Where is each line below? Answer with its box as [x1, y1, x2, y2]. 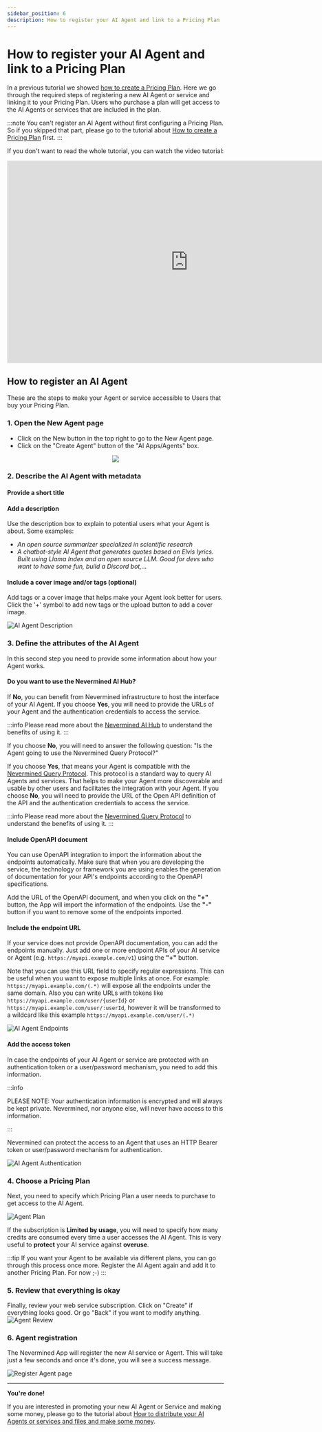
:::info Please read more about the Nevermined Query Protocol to [7, 811, 191, 820]
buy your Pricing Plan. [7, 401, 70, 410]
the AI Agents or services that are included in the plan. [7, 105, 162, 114]
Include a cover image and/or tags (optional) [7, 578, 137, 586]
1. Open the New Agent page [7, 418, 105, 428]
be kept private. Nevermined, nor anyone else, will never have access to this [7, 1104, 224, 1112]
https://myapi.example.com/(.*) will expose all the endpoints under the [7, 982, 211, 990]
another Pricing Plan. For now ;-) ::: [7, 1268, 107, 1276]
